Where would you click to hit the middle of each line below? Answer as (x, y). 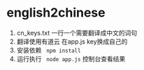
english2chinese (56, 13)
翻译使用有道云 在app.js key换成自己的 (72, 41)
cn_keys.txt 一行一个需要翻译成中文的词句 (77, 33)
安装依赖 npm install (49, 50)
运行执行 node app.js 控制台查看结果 (71, 59)
